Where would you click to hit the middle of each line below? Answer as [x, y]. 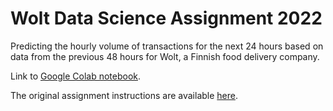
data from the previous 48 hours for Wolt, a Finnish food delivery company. [165, 56]
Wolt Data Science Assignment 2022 [166, 18]
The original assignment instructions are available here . [124, 95]
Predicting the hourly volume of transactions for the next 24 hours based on [167, 46]
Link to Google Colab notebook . [76, 76]
